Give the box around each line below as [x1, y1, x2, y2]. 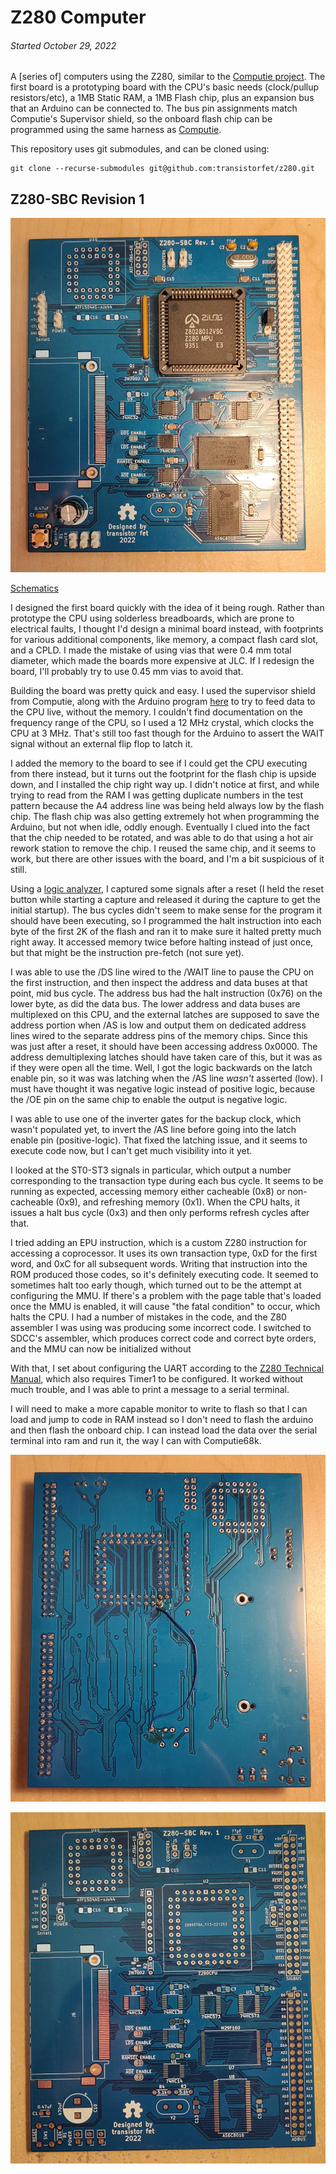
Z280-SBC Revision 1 [10, 191, 145, 208]
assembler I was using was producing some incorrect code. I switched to [10, 1322, 312, 1334]
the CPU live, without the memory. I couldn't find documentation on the [10, 706, 303, 718]
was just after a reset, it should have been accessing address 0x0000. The [10, 1041, 318, 1053]
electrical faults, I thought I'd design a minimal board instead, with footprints [10, 623, 324, 635]
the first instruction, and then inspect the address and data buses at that [10, 977, 308, 989]
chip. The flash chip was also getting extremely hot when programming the [10, 811, 320, 823]
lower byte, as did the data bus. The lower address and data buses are [10, 998, 301, 1010]
